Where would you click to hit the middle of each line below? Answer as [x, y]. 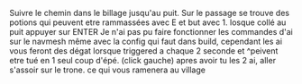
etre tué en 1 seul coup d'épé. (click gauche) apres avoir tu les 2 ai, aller [143, 60]
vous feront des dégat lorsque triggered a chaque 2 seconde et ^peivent [144, 51]
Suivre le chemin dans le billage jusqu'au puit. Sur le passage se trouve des [150, 13]
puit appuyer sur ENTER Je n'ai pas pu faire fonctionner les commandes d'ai [151, 32]
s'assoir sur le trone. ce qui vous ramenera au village [107, 70]
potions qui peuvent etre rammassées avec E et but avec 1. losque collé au [148, 22]
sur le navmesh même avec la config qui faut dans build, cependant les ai [146, 41]
